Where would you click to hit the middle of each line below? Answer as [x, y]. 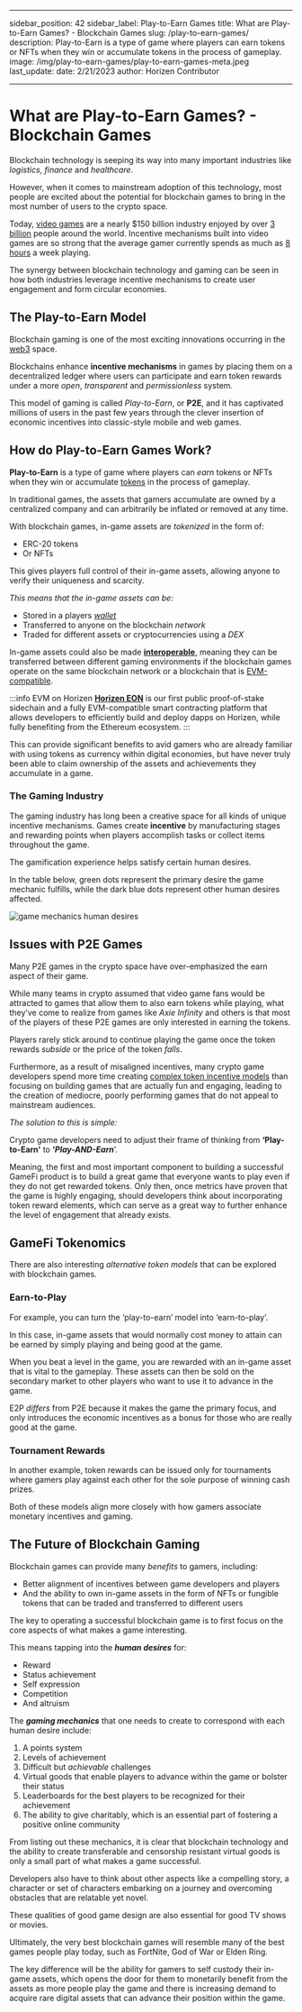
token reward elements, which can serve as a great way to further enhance [148, 1205]
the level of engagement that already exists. [90, 1214]
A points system [52, 1747]
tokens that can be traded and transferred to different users [133, 1603]
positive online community [71, 1824]
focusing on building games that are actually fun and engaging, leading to [146, 1085]
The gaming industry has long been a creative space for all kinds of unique [148, 816]
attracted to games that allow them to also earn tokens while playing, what [147, 1002]
